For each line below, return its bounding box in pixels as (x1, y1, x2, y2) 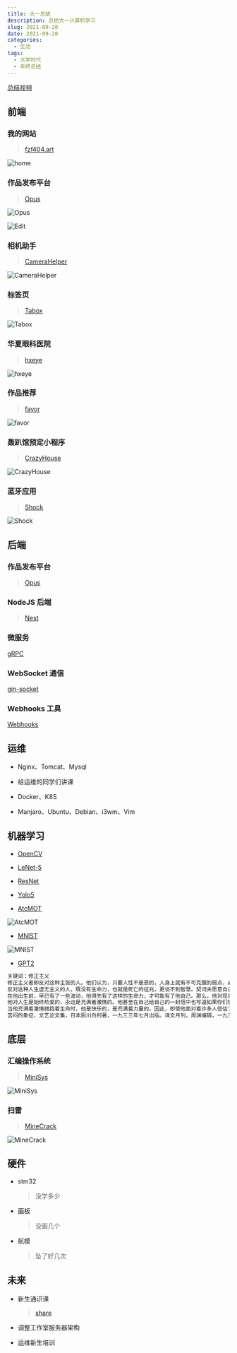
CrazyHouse (24, 454, 61, 463)
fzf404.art (24, 146, 54, 154)
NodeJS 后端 (7, 598, 51, 607)
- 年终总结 (13, 63, 42, 70)
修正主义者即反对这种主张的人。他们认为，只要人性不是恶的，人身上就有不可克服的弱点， (7, 979, 228, 986)
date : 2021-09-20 (7, 30, 59, 37)
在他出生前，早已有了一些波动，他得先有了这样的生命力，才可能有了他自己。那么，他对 (7, 992, 223, 1000)
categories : (7, 37, 42, 44)
